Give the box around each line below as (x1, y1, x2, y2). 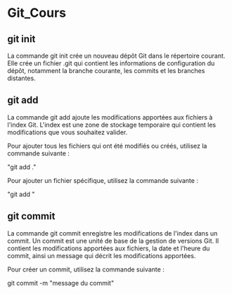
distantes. (7, 74, 37, 82)
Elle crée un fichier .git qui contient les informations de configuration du (7, 59, 215, 68)
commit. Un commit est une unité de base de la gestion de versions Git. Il (7, 236, 219, 245)
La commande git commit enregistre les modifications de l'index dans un (7, 229, 218, 237)
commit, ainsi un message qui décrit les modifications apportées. (7, 251, 196, 260)
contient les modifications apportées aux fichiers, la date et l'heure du (7, 244, 210, 253)
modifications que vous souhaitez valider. (7, 128, 128, 136)
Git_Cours (7, 5, 67, 21)
